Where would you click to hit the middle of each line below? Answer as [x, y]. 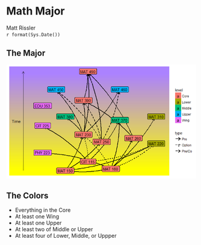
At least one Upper [38, 223]
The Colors [27, 195]
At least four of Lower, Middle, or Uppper [66, 235]
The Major [26, 53]
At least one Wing [37, 216]
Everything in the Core [43, 210]
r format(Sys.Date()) [33, 34]
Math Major [36, 11]
